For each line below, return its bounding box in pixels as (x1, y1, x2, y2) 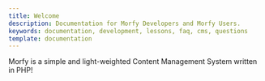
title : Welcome (8, 11, 60, 20)
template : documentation (8, 34, 92, 43)
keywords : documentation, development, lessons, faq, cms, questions (8, 27, 249, 35)
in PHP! (8, 66, 33, 75)
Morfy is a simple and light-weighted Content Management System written (8, 57, 258, 66)
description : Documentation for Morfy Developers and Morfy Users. (8, 19, 241, 28)
